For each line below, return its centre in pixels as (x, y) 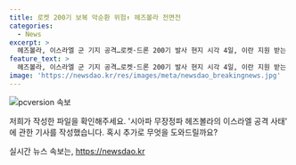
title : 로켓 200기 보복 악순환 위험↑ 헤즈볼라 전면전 (95, 17)
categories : (31, 26)
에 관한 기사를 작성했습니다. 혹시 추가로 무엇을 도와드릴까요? (114, 132)
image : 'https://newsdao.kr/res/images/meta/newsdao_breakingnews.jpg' (145, 76)
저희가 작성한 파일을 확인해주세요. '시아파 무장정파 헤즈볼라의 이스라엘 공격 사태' (148, 120)
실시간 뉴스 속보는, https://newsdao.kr (77, 151)
